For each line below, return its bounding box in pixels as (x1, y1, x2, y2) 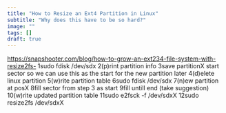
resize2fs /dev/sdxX (7, 99, 64, 107)
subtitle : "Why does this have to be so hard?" (7, 17, 147, 23)
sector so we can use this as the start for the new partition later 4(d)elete (7, 70, 215, 78)
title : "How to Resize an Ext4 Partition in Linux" (7, 10, 158, 17)
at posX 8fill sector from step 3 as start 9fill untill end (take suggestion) (7, 84, 209, 92)
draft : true (7, 36, 41, 43)
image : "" (7, 23, 36, 30)
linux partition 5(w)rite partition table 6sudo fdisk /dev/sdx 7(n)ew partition (7, 76, 219, 85)
